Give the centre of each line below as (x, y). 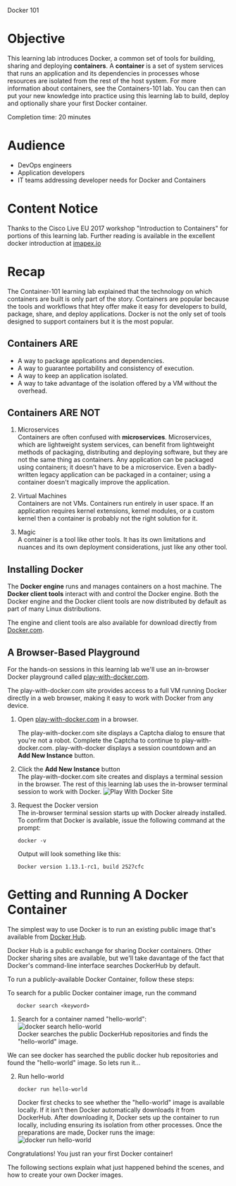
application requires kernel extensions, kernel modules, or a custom (116, 511)
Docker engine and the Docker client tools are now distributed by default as (117, 601)
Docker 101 (23, 10)
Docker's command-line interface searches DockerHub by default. (104, 965)
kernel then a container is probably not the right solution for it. (107, 518)
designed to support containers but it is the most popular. (91, 321)
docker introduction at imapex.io (54, 243)
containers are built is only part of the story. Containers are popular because (118, 299)
